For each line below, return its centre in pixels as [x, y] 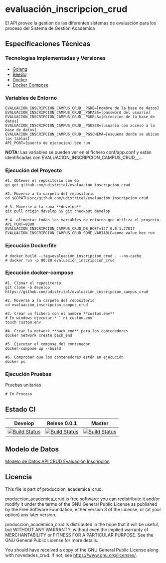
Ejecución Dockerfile [31, 246]
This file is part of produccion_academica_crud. [54, 489]
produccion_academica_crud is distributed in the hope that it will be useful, [82, 524]
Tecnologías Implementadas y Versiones [56, 58]
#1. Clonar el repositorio [33, 283]
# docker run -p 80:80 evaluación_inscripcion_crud [60, 260]
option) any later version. [31, 515]
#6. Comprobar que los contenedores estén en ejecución [64, 357]
